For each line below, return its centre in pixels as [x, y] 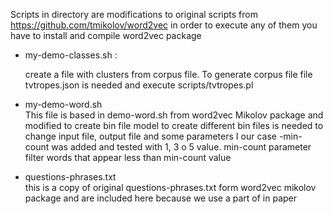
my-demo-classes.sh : [71, 55]
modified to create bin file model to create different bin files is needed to [174, 125]
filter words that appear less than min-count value [128, 157]
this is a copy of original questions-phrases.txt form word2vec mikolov [170, 187]
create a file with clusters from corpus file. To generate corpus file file [168, 74]
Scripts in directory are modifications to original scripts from [134, 14]
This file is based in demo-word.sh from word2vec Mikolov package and [174, 115]
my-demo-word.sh [63, 104]
